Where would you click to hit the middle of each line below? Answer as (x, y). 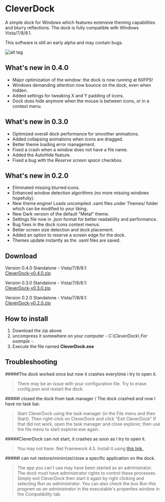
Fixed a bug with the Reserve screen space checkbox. (67, 160)
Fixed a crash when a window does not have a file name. (70, 149)
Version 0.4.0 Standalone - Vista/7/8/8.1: (46, 268)
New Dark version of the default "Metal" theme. (61, 214)
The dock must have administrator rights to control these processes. (87, 473)
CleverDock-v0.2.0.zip (28, 303)
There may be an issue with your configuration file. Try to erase (82, 383)
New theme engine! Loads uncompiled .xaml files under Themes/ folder (85, 204)
